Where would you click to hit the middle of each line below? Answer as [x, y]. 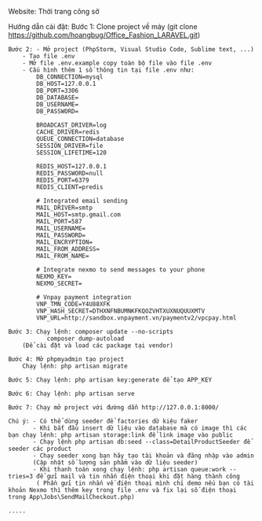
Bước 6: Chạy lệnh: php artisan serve [71, 394]
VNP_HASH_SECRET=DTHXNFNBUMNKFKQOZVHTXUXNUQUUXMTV [121, 311]
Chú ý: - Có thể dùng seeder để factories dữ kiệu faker [103, 421]
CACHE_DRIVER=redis [68, 132]
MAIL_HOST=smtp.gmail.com [79, 215]
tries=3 [21, 476]
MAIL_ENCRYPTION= [64, 242]
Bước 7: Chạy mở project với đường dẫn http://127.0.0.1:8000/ [114, 408]
